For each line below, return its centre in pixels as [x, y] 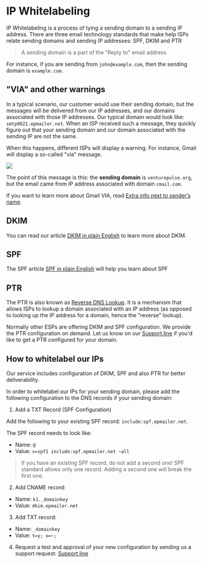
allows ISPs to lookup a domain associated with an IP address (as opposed [99, 309]
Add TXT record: [36, 517]
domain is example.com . [35, 70]
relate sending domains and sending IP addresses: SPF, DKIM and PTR [94, 40]
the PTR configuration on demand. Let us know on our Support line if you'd [99, 333]
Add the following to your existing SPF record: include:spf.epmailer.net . [97, 421]
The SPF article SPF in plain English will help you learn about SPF [87, 269]
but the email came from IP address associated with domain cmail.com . [94, 184]
